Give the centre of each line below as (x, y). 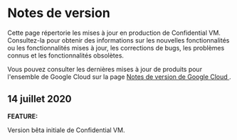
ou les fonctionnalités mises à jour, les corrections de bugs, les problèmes (116, 48)
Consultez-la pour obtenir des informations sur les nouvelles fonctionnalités (118, 40)
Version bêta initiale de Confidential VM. (66, 130)
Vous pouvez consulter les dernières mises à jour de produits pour (105, 69)
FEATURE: (22, 116)
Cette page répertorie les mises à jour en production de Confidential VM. (114, 33)
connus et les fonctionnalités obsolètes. (66, 55)
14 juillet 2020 (40, 99)
